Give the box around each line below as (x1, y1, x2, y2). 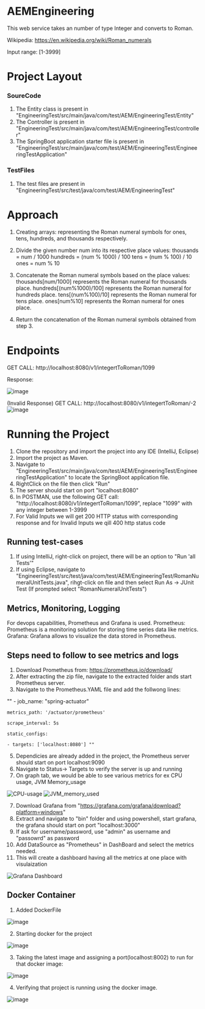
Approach (7, 208, 59, 221)
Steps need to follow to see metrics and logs (7, 650, 179, 660)
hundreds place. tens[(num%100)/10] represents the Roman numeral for (15, 290, 197, 298)
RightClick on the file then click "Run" (15, 480, 110, 487)
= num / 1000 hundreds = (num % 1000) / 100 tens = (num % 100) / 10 (15, 253, 192, 261)
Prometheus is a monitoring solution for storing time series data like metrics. (7, 626, 199, 634)
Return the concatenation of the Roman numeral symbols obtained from (15, 316, 196, 323)
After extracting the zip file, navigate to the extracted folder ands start (15, 673, 192, 680)
